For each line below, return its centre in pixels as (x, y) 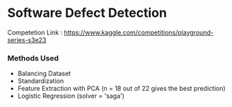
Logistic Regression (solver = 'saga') (71, 96)
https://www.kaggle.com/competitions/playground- (139, 32)
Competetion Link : (35, 32)
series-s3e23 (27, 39)
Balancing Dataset (44, 74)
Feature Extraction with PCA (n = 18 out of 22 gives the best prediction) (122, 89)
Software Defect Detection (87, 13)
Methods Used (33, 58)
